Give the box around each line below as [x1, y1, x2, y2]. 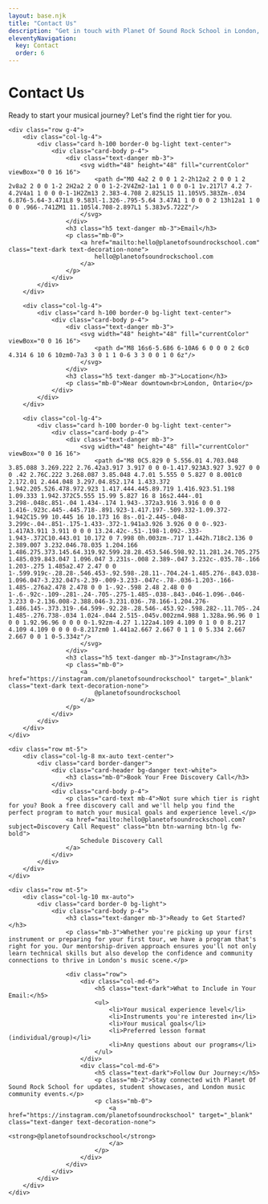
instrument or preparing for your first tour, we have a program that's [8, 935, 257, 943]
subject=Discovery [8, 822, 70, 831]
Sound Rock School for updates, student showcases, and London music [8, 1083, 246, 1091]
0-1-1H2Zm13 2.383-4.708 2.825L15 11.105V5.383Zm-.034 [59, 189, 246, 197]
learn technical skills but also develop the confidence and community [8, 949, 253, 957]
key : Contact [15, 42, 59, 50]
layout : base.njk [8, 11, 67, 20]
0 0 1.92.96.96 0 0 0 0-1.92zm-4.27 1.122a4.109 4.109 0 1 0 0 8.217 [8, 618, 246, 627]
